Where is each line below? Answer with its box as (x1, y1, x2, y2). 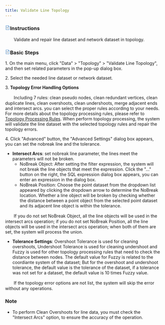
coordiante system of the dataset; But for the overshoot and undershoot (12, 260, 159, 266)
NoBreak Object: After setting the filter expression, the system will (19, 161, 154, 167)
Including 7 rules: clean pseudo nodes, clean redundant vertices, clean (13, 95, 158, 101)
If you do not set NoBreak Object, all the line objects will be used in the (13, 213, 158, 219)
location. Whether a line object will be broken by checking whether (19, 192, 156, 199)
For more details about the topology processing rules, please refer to (5, 111, 145, 117)
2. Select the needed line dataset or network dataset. (5, 75, 113, 81)
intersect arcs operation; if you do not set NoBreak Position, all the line (5, 219, 149, 225)
